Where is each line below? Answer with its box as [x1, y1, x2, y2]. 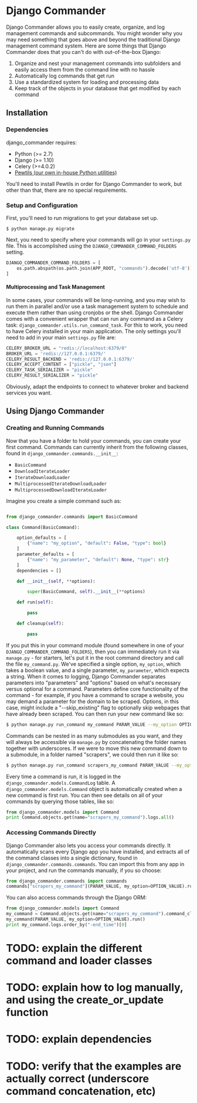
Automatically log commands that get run [14, 72, 114, 79]
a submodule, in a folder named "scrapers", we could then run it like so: [6, 751, 179, 758]
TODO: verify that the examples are [6, 1060, 182, 1073]
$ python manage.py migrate [6, 226, 75, 232]
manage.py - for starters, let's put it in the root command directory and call [6, 654, 184, 661]
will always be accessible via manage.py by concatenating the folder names [6, 738, 186, 745]
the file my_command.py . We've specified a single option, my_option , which [6, 660, 181, 667]
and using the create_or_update [6, 993, 164, 1007]
